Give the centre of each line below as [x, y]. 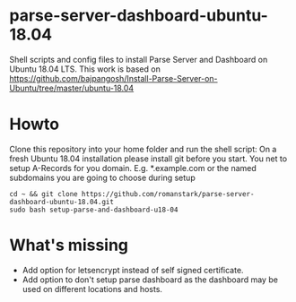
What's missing [69, 245]
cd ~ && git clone [44, 194]
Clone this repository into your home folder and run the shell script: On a [143, 149]
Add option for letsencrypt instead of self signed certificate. [133, 270]
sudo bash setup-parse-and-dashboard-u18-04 [94, 210]
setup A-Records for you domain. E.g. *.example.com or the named [133, 168]
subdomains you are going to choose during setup [102, 177]
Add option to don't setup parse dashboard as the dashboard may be [150, 280]
